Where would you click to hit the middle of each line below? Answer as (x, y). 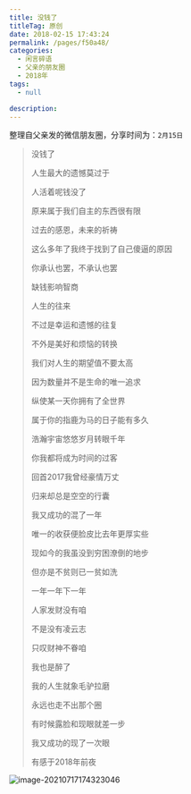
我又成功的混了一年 (66, 515)
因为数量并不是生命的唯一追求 (86, 382)
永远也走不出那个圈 (66, 705)
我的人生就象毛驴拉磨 (70, 686)
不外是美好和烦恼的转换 (74, 344)
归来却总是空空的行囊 (70, 496)
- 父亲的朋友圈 (42, 68)
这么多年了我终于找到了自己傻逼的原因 (101, 249)
